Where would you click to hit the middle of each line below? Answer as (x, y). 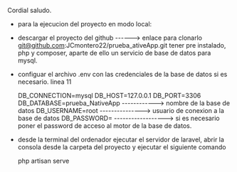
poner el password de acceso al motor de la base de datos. (105, 126)
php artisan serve (43, 161)
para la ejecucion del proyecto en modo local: (85, 24)
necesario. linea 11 (44, 82)
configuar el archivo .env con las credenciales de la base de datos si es (122, 74)
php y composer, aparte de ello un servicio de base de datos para (114, 53)
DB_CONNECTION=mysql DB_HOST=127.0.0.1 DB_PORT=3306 (109, 96)
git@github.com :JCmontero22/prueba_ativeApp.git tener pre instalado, (122, 45)
